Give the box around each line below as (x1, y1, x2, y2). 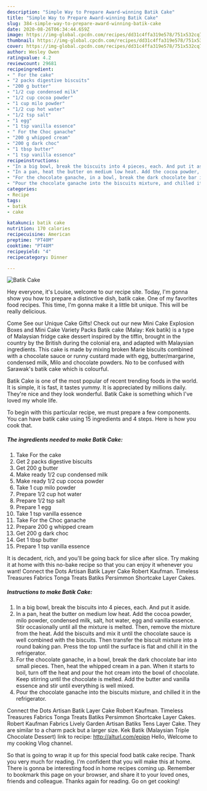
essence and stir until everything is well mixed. (15, 682, 135, 690)
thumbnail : (7, 37, 35, 44)
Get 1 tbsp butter (15, 536, 58, 544)
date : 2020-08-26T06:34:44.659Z (7, 26, 90, 33)
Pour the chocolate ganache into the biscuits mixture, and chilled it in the (15, 688, 201, 696)
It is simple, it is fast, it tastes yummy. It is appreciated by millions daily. (7, 384, 187, 391)
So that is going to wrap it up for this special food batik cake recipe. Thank (7, 752, 195, 759)
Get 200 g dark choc (15, 529, 69, 537)
